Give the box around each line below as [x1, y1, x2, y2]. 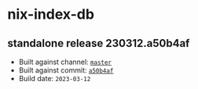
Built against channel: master [18, 57, 112, 66]
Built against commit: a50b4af [18, 66, 114, 75]
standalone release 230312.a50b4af [7, 37, 190, 50]
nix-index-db [7, 5, 95, 23]
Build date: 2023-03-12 [18, 74, 91, 83]
